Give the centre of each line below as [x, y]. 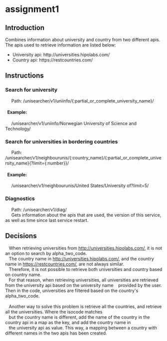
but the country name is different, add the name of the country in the [80, 317]
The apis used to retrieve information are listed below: [61, 45]
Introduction [25, 28]
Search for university [31, 90]
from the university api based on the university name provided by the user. [83, 285]
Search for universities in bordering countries [62, 141]
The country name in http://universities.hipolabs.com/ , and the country [82, 258]
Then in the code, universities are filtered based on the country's [72, 290]
